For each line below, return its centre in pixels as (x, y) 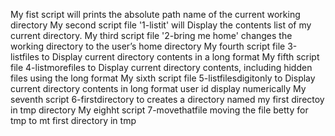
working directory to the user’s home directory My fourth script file (148, 46)
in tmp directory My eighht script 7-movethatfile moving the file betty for (159, 110)
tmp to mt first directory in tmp (73, 120)
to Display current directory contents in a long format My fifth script (180, 57)
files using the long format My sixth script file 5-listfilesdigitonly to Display (163, 78)
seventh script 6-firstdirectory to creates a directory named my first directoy (167, 99)
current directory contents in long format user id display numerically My (158, 88)
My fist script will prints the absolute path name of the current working (155, 14)
